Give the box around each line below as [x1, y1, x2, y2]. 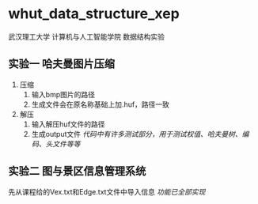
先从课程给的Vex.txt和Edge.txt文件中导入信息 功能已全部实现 [8, 187, 206, 196]
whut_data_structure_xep [8, 5, 180, 23]
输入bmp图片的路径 [31, 89, 96, 99]
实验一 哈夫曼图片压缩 [8, 57, 115, 71]
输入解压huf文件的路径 [31, 119, 105, 129]
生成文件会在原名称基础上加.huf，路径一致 [31, 100, 170, 109]
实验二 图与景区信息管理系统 [8, 164, 146, 178]
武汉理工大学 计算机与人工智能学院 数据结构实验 [8, 32, 165, 41]
